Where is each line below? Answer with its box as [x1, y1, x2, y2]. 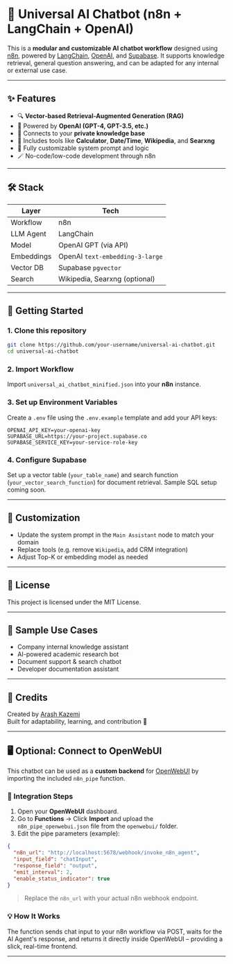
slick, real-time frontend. [7, 942, 78, 950]
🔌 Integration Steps [7, 791, 74, 801]
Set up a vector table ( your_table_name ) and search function [7, 470, 178, 479]
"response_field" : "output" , [13, 862, 98, 869]
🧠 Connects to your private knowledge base [17, 128, 146, 138]
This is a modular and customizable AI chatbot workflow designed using [7, 44, 218, 52]
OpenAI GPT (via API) [58, 240, 129, 249]
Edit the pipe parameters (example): [17, 829, 120, 838]
